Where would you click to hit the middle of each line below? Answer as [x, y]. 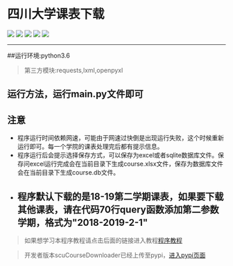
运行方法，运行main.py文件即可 [75, 94]
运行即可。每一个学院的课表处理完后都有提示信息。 [90, 147]
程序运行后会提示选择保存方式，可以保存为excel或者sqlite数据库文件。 [118, 155]
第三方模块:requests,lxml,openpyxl [74, 70]
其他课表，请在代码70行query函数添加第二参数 [118, 210]
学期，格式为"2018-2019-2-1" [83, 222]
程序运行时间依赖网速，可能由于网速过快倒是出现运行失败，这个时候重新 [120, 138]
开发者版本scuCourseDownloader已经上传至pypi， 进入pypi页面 [115, 255]
